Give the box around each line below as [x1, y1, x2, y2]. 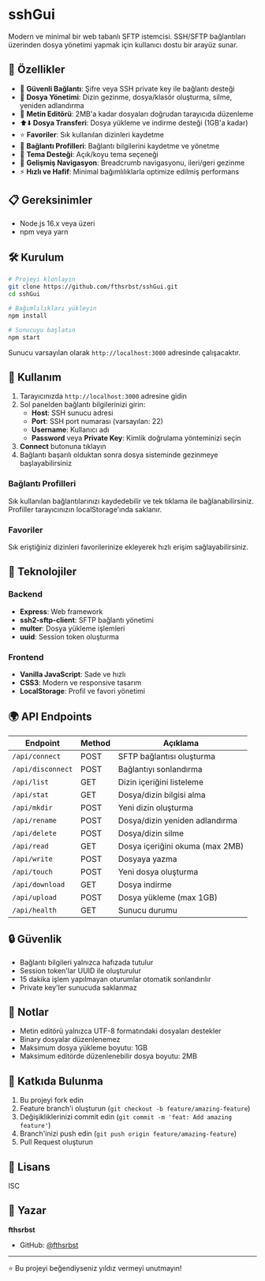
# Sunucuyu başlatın [8, 326, 77, 334]
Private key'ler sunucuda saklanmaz [19, 983, 138, 992]
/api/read [12, 841, 49, 850]
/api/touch [12, 867, 53, 876]
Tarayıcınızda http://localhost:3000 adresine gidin [19, 391, 188, 401]
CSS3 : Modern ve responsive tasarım [19, 677, 142, 687]
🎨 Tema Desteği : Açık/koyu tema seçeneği [19, 149, 159, 159]
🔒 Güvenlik [8, 933, 62, 946]
